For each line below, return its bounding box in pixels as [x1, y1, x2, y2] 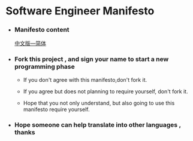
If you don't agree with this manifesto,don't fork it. [23, 76, 147, 83]
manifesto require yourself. [23, 106, 90, 113]
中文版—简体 [14, 40, 46, 47]
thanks [14, 128, 35, 136]
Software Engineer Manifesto [5, 4, 155, 18]
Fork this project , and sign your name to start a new [14, 55, 169, 63]
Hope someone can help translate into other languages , [14, 121, 181, 129]
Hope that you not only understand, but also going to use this [23, 99, 175, 106]
